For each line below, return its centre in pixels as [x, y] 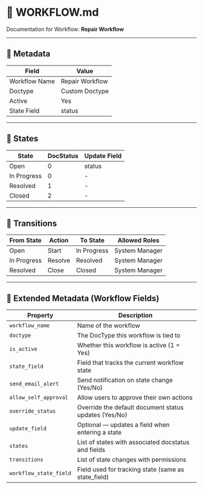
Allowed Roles [139, 241]
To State [92, 241]
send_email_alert [34, 384]
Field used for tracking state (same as [130, 470]
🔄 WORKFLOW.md [53, 12]
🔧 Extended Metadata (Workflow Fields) [83, 298]
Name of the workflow [109, 325]
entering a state [99, 433]
